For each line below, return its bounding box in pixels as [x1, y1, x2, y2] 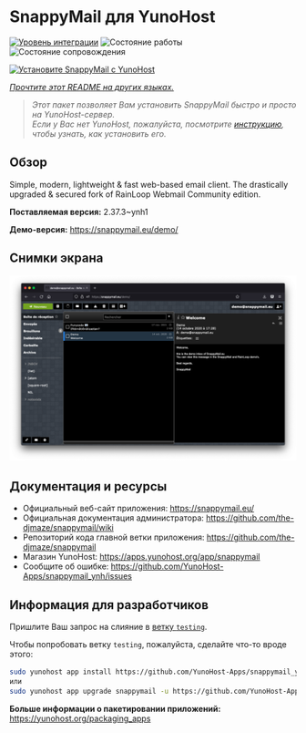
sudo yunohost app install [9, 667, 112, 676]
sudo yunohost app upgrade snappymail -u [9, 687, 169, 696]
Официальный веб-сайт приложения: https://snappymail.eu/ [22, 503, 255, 514]
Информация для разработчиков [9, 597, 209, 613]
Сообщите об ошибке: [22, 561, 109, 572]
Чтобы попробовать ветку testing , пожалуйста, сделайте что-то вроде [9, 639, 287, 650]
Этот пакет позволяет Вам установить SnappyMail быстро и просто [31, 98, 297, 110]
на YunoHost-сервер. [31, 108, 116, 119]
